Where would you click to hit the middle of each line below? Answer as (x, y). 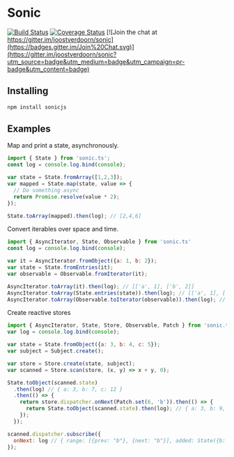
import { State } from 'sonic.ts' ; (59, 158)
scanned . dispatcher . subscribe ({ (54, 434)
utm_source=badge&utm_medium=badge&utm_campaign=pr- (96, 61)
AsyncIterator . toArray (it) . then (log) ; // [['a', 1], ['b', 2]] (101, 286)
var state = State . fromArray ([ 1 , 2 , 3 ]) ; (65, 178)
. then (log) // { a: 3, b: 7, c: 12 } (68, 389)
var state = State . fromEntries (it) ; (60, 268)
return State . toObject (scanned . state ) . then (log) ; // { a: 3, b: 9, (126, 409)
